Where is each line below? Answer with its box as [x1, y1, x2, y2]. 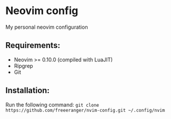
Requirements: [5, 40, 61, 50]
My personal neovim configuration [5, 23, 88, 30]
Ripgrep [13, 62, 33, 69]
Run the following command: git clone [5, 101, 100, 108]
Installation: [5, 86, 50, 96]
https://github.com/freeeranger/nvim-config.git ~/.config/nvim [5, 107, 165, 113]
